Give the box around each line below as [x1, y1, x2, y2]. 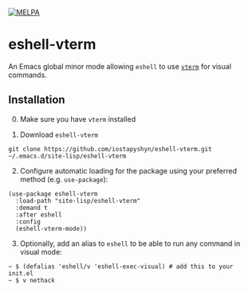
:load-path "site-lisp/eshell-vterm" [15, 197, 141, 204]
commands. [8, 70, 48, 80]
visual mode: [19, 247, 62, 256]
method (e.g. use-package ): [19, 174, 108, 184]
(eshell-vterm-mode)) [15, 224, 88, 232]
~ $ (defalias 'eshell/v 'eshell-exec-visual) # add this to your [8, 263, 234, 271]
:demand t [15, 204, 48, 212]
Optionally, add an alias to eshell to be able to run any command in [19, 239, 241, 248]
